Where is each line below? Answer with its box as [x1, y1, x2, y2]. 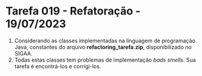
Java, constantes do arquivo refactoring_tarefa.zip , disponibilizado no [14, 43, 192, 51]
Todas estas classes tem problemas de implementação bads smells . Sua [14, 56, 197, 63]
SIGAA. [14, 49, 33, 57]
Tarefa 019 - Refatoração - [5, 4, 141, 18]
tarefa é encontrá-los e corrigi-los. [14, 62, 101, 70]
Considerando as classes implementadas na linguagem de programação [14, 37, 195, 44]
